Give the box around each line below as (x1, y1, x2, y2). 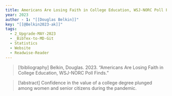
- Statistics (10, 41, 38, 46)
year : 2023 (5, 12, 29, 17)
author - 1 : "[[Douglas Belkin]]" (5, 17, 79, 22)
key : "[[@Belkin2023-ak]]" (5, 21, 63, 27)
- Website (10, 45, 31, 51)
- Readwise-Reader (10, 50, 50, 55)
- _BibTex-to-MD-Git (10, 36, 54, 41)
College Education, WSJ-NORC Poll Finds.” (17, 69, 109, 76)
